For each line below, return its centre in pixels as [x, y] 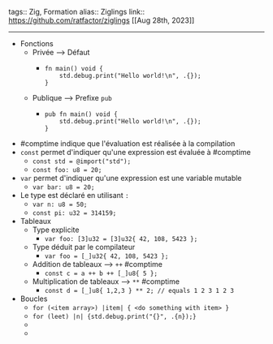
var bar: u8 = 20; [63, 187]
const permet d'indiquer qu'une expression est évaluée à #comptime [135, 152]
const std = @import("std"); [82, 161]
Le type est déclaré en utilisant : [75, 195]
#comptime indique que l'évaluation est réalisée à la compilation [128, 144]
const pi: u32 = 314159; [74, 213]
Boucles [34, 299]
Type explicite [56, 230]
